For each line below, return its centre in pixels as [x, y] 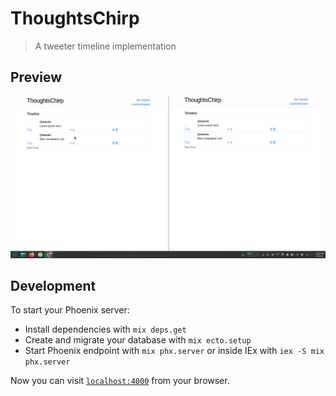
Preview [36, 77]
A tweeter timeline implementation [105, 46]
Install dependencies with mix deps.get [105, 329]
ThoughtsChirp [75, 18]
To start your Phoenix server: [70, 310]
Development [53, 286]
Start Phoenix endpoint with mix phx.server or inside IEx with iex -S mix [174, 351]
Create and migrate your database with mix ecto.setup [138, 340]
